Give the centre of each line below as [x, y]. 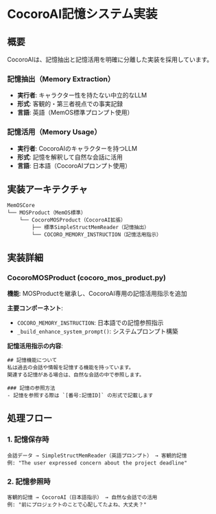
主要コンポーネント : [35, 308]
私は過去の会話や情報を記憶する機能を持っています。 [71, 368]
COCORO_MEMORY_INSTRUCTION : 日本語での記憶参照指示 [90, 323]
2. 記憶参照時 [29, 481]
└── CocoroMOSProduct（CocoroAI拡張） [73, 220]
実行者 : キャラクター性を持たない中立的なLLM [82, 95]
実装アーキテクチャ [47, 189]
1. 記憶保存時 [28, 440]
